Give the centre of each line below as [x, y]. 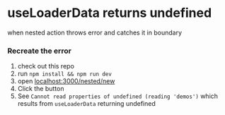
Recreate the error [40, 51]
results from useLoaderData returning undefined [86, 104]
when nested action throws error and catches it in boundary [95, 32]
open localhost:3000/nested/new [66, 81]
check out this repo [46, 66]
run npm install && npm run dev [64, 74]
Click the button [41, 89]
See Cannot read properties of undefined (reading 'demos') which [117, 96]
